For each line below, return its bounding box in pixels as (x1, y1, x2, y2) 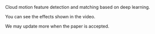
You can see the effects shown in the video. (5, 14, 95, 19)
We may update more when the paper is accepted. (5, 23, 109, 29)
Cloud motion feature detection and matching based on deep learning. (5, 4, 150, 10)
